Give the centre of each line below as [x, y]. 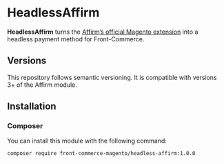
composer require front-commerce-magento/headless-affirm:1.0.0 [101, 154]
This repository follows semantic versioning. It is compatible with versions [112, 77]
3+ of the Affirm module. [42, 85]
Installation [32, 106]
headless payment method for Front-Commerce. [76, 39]
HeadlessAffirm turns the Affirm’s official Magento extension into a [103, 32]
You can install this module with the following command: [87, 141]
